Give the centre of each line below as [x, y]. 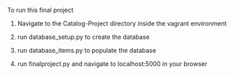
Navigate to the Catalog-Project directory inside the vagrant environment [122, 23]
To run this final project [40, 10]
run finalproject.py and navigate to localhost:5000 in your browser [112, 64]
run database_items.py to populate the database [87, 50]
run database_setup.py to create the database [83, 37]
